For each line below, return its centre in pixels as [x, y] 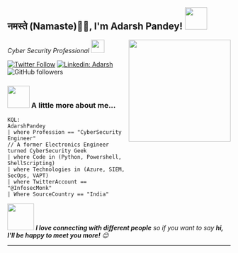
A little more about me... [73, 105]
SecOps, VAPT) [28, 176]
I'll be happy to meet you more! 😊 [58, 235]
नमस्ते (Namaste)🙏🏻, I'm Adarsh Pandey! [95, 27]
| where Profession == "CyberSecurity [64, 133]
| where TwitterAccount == [47, 182]
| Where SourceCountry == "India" [58, 195]
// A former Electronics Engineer [58, 145]
